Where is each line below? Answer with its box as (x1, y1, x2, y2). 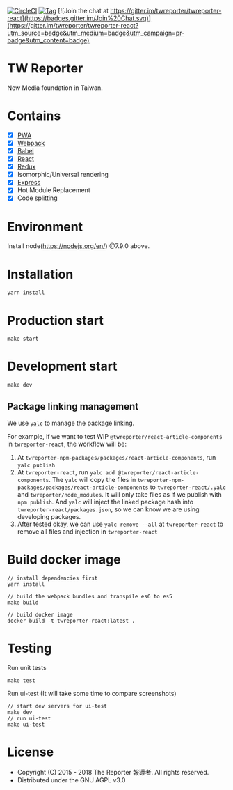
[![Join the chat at (58, 7, 109, 15)
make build (7, 599, 39, 606)
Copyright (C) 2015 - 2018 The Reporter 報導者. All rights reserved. (17, 768, 209, 776)
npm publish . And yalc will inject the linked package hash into (17, 498, 193, 506)
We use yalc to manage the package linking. (7, 419, 135, 427)
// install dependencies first (7, 575, 98, 582)
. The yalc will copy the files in (48, 476, 136, 483)
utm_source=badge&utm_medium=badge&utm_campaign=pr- (7, 29, 185, 37)
